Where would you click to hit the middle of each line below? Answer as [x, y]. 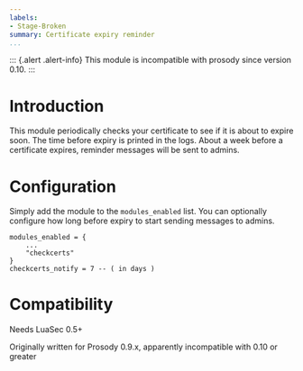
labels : [24, 18]
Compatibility [61, 305]
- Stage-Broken [38, 26]
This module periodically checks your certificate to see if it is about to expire [151, 131]
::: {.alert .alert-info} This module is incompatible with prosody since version [150, 60]
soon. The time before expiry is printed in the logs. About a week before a [146, 140]
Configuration [63, 186]
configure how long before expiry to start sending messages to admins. [142, 221]
